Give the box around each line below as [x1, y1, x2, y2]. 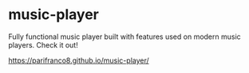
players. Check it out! [8, 40, 78, 49]
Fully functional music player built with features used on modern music [8, 32, 241, 41]
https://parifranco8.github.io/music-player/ [8, 56, 149, 65]
